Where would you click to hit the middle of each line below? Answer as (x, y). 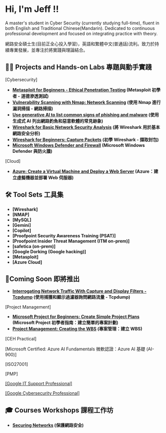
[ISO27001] (17, 364)
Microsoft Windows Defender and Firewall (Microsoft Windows (79, 145)
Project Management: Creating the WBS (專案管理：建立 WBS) (77, 329)
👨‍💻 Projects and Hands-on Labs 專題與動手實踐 (79, 67)
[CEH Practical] (21, 339)
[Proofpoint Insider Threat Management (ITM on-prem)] (71, 241)
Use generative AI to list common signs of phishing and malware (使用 (85, 114)
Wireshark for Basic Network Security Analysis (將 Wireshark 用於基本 (86, 127)
